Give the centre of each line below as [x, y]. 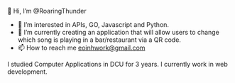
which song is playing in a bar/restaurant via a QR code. [99, 40]
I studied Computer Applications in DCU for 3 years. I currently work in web [118, 64]
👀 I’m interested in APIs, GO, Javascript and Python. [93, 24]
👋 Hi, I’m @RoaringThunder [47, 11]
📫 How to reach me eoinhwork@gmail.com [81, 48]
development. [27, 72]
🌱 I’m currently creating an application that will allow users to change [119, 32]
